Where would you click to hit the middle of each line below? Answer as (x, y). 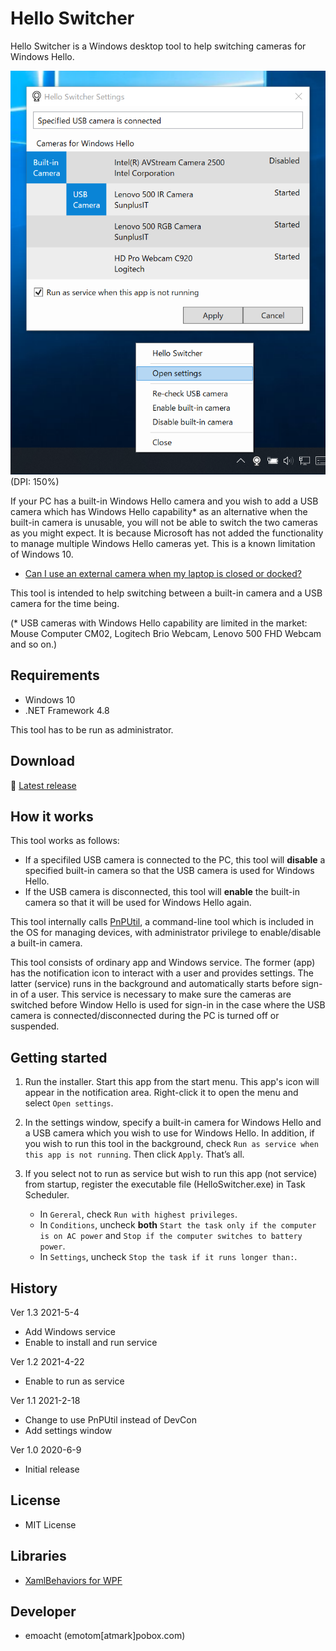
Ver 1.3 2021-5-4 (45, 1312)
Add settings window (68, 1430)
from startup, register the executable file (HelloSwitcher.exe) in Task (165, 1184)
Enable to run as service (74, 1381)
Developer (43, 1611)
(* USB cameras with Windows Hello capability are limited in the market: (159, 623)
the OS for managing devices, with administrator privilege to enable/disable (166, 933)
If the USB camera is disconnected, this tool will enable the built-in (162, 892)
